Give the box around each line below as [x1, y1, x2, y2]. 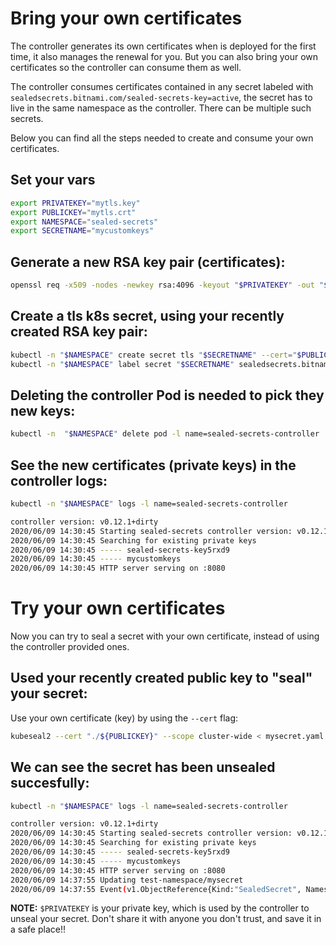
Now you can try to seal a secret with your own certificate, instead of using [10, 630, 320, 642]
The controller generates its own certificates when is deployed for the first [10, 40, 317, 52]
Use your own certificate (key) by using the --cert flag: [10, 712, 239, 724]
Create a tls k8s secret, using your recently [10, 308, 285, 325]
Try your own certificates [10, 597, 226, 620]
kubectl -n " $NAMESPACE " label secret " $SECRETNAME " [10, 359, 235, 369]
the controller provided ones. [10, 641, 130, 653]
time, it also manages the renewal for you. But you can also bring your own [10, 50, 319, 62]
